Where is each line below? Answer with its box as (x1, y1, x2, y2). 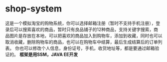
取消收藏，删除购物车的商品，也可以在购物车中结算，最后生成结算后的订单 (5, 38, 158, 45)
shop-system (5, 3, 62, 14)
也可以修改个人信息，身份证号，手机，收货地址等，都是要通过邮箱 (19, 45, 155, 51)
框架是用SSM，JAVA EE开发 (19, 51, 78, 57)
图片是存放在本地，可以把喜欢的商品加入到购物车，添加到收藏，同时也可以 (9, 32, 163, 38)
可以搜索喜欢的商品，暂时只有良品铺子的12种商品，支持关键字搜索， (13, 26, 154, 32)
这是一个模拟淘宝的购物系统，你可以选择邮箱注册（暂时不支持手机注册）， (5, 20, 156, 26)
